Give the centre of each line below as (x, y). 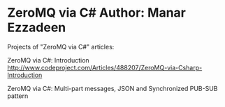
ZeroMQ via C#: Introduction (48, 60)
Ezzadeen (37, 27)
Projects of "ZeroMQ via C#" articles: (61, 47)
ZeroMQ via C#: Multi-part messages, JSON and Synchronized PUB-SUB (112, 88)
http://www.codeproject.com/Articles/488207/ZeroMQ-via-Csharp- (105, 67)
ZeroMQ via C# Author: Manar (97, 13)
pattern (18, 96)
